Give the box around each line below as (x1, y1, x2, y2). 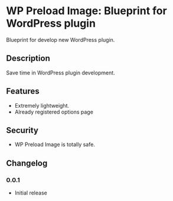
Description (6, 53, 50, 63)
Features (6, 86, 40, 96)
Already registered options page (14, 108, 93, 115)
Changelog (6, 158, 48, 168)
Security (6, 125, 38, 135)
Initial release (14, 189, 47, 196)
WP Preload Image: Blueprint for (6, 4, 167, 18)
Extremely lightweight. (14, 102, 70, 109)
